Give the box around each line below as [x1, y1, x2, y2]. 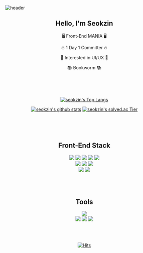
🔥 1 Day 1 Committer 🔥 [61, 44, 108, 50]
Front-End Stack [58, 141, 110, 150]
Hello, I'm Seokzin [55, 19, 113, 28]
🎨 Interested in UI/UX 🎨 [60, 54, 108, 60]
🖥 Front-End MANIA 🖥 [62, 33, 107, 39]
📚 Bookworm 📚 [67, 64, 102, 70]
